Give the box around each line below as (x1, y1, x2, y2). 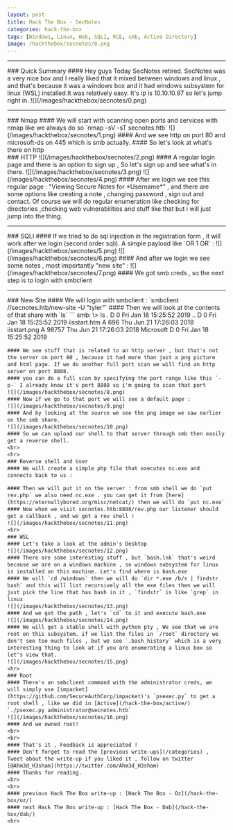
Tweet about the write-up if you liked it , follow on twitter (7, 756, 194, 763)
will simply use (7, 686, 54, 693)
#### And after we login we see (119, 254, 210, 263)
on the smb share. (7, 417, 60, 424)
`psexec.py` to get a (153, 693, 216, 700)
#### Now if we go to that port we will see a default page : (7, 396, 191, 403)
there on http (7, 146, 44, 154)
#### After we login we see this (119, 175, 210, 184)
